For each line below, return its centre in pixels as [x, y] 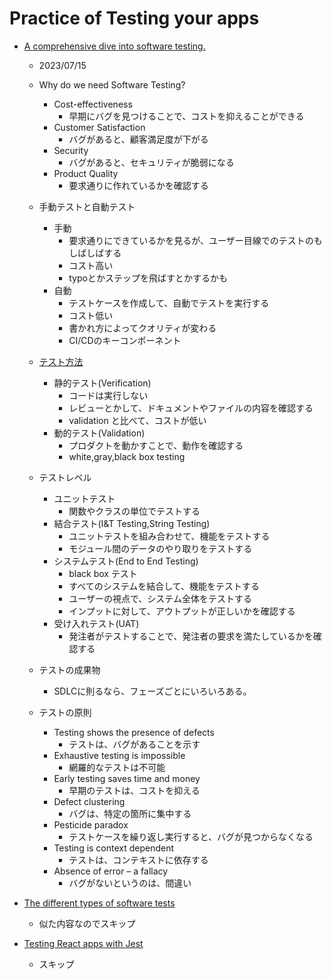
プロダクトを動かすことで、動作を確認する [156, 445]
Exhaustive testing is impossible [119, 755]
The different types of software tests [99, 903]
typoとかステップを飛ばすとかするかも [148, 278]
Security [71, 150]
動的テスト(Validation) [99, 433]
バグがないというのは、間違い [130, 883]
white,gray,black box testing [127, 456]
